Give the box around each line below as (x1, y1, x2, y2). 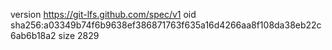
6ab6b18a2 (10, 30, 57, 41)
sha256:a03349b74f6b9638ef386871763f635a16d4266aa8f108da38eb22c (10, 19, 322, 31)
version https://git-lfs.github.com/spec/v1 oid (10, 9, 197, 20)
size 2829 (58, 30, 100, 41)
